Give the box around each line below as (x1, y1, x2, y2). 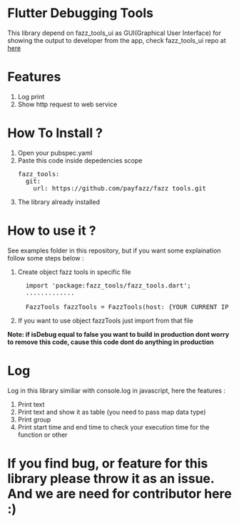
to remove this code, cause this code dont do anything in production (7, 337, 214, 346)
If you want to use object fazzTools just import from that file (17, 316, 194, 325)
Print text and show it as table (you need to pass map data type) (17, 407, 206, 416)
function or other (17, 430, 68, 439)
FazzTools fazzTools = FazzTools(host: (25, 303, 166, 311)
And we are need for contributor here (7, 485, 232, 502)
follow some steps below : (7, 253, 84, 262)
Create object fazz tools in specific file (17, 268, 131, 276)
